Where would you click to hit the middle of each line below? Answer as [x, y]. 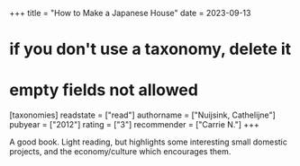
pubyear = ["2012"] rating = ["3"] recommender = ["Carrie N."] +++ [134, 125]
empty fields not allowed [104, 90]
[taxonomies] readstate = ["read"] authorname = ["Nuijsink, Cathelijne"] [143, 115]
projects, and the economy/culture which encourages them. [120, 152]
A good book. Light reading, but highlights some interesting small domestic [149, 142]
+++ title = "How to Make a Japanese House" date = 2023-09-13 [130, 13]
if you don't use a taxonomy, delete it [150, 49]
